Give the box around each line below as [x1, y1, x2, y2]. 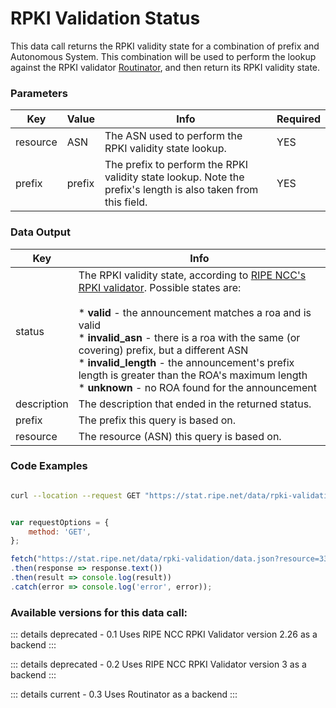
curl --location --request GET [10, 490, 141, 501]
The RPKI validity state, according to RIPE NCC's [78, 268, 307, 282]
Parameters [10, 86, 68, 100]
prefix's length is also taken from [104, 183, 259, 197]
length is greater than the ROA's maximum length [78, 368, 308, 382]
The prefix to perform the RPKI [104, 158, 248, 172]
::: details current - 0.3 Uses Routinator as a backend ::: [10, 688, 238, 701]
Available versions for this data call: [10, 605, 188, 619]
